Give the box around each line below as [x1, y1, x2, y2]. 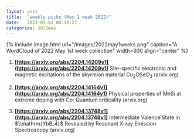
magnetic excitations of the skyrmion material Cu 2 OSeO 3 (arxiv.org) [14, 71, 179, 80]
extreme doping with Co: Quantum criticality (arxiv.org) [14, 96, 148, 103]
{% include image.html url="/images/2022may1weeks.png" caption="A [6, 41, 178, 48]
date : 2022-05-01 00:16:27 [6, 19, 77, 25]
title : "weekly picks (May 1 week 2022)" [6, 14, 111, 20]
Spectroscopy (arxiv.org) [14, 127, 75, 134]
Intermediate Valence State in [109, 114, 181, 121]
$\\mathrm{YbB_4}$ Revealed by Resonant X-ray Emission [14, 120, 156, 127]
